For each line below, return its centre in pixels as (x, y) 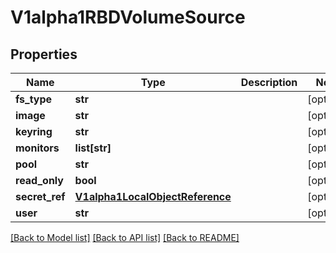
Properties (44, 54)
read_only (39, 180)
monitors (37, 148)
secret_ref (40, 196)
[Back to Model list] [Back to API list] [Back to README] (125, 237)
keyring (34, 131)
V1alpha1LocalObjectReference (153, 196)
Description (269, 82)
